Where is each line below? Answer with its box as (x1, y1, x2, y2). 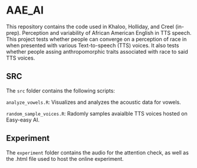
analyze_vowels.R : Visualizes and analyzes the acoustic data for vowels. (6, 98, 181, 106)
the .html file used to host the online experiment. (6, 155, 124, 162)
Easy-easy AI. (6, 116, 40, 123)
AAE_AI (6, 4, 44, 17)
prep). (6, 29, 21, 36)
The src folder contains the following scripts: (6, 87, 115, 94)
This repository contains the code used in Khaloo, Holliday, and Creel (6, 23, 174, 30)
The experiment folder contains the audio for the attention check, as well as (6, 149, 189, 156)
